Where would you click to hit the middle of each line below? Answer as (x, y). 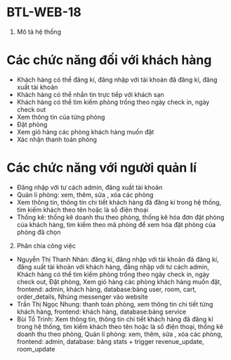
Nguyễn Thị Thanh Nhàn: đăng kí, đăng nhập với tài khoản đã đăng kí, (118, 259)
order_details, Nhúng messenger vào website (82, 297)
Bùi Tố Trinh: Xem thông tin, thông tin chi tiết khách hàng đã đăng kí (115, 319)
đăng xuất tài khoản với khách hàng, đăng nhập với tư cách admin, (113, 266)
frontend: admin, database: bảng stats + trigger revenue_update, (110, 341)
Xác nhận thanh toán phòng (57, 139)
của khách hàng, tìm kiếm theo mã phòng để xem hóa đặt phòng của (116, 224)
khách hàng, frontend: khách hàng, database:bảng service (101, 311)
